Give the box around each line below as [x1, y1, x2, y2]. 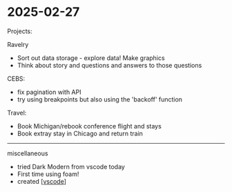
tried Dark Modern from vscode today [17, 162, 126, 171]
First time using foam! [17, 170, 79, 178]
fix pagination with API [17, 88, 81, 96]
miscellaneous [7, 149, 48, 157]
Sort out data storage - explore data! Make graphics [17, 53, 165, 62]
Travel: [7, 108, 27, 117]
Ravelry [7, 40, 29, 48]
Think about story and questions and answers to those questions [17, 61, 202, 69]
